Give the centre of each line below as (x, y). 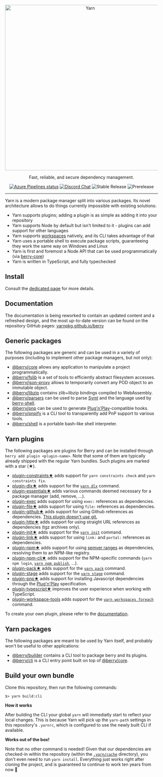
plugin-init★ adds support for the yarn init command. (67, 532)
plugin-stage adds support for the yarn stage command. (68, 574)
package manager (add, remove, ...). (49, 496)
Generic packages (33, 341)
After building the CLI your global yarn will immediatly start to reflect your (78, 714)
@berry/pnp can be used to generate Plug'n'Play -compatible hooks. (80, 408)
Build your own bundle (40, 676)
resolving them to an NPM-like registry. (51, 553)
